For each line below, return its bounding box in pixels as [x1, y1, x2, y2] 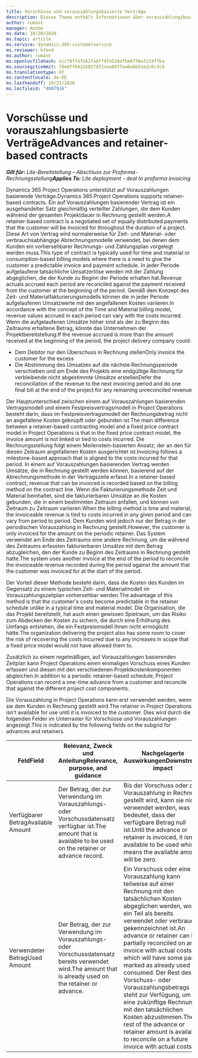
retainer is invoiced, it [123, 833, 183, 841]
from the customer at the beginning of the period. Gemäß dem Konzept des [6, 286, 190, 293]
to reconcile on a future [123, 1035, 189, 1043]
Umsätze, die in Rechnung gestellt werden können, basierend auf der [6, 467, 174, 474]
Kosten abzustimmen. [123, 1012, 184, 1021]
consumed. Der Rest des [123, 968, 192, 976]
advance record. [58, 851, 104, 860]
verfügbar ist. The [58, 822, 107, 830]
